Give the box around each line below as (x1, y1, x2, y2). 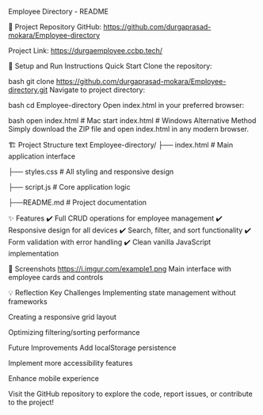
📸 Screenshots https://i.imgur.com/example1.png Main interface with (8, 264, 232, 273)
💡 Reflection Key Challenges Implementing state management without (8, 288, 236, 297)
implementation (8, 249, 59, 258)
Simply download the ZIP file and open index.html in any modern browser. (8, 125, 250, 133)
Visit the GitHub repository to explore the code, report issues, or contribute (8, 389, 253, 398)
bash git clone (8, 77, 55, 86)
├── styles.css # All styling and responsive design (8, 167, 174, 176)
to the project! (8, 398, 54, 407)
